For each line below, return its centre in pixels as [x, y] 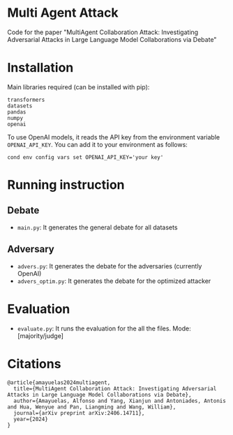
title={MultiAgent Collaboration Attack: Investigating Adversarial [115, 388]
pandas [17, 112]
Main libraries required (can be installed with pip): [78, 87]
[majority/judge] [40, 335]
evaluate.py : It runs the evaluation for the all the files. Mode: [104, 328]
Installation [40, 68]
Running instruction [66, 185]
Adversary [31, 249]
